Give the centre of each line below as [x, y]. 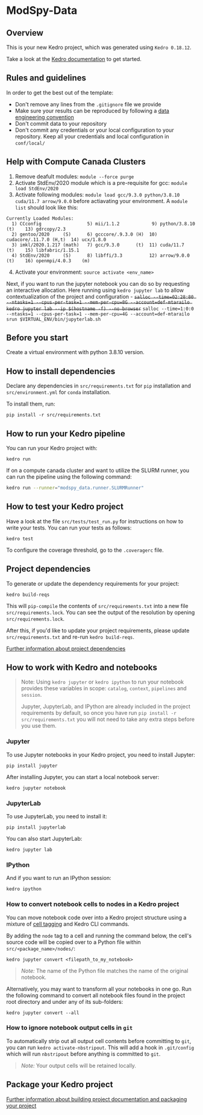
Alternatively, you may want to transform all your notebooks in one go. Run [99, 989]
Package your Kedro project [60, 1084]
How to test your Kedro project [65, 507]
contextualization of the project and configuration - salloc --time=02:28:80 [100, 296]
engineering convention [44, 117]
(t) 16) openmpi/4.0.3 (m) [48, 260]
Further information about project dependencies [66, 648]
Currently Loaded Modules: [40, 218]
